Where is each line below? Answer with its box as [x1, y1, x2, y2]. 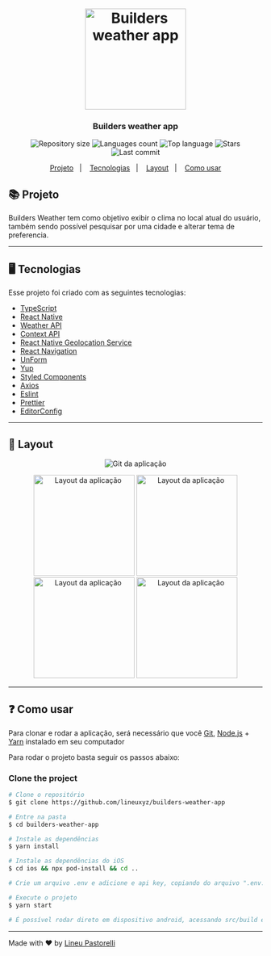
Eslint [19, 389, 39, 399]
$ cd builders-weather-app [8, 820, 99, 828]
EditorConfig [19, 406, 63, 416]
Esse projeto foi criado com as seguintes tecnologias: [8, 287, 186, 298]
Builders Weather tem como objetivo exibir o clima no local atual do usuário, [8, 213, 261, 223]
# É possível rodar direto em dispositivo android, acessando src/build [8, 916, 258, 924]
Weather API [19, 321, 62, 330]
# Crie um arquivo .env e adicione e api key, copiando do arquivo [8, 879, 240, 887]
